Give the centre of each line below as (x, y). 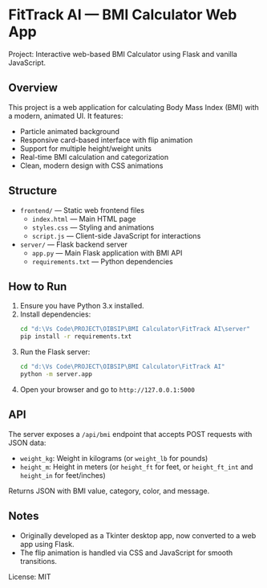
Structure (33, 191)
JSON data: (27, 443)
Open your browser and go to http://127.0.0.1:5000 (107, 389)
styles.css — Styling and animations (93, 227)
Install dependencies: (55, 314)
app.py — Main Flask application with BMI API (107, 253)
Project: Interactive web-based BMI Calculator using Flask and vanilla (123, 54)
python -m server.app (56, 374)
